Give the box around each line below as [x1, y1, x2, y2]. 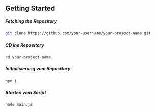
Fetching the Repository [5, 18, 57, 24]
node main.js [5, 102, 33, 107]
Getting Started [5, 4, 55, 13]
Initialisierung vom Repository [5, 65, 71, 71]
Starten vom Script [5, 89, 47, 95]
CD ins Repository [5, 42, 44, 48]
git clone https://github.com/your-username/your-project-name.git [5, 31, 151, 36]
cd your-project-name [5, 55, 51, 60]
